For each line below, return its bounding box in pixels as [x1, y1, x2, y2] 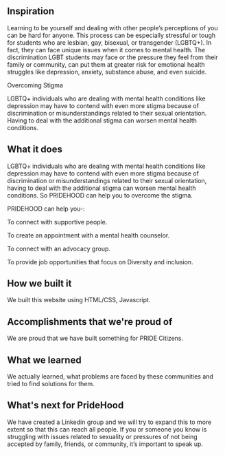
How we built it [7, 278, 72, 290]
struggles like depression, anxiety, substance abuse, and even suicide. [7, 67, 207, 76]
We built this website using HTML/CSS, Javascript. [7, 296, 151, 304]
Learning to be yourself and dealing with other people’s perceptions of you [7, 23, 218, 32]
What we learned [7, 354, 82, 366]
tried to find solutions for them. [7, 380, 95, 388]
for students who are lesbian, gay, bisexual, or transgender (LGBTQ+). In [7, 38, 212, 47]
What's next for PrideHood [7, 399, 124, 412]
